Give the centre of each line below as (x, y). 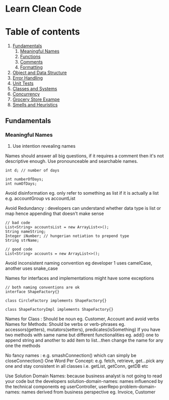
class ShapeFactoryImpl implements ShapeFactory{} (59, 309)
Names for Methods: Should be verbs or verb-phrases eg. (65, 324)
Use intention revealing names (44, 146)
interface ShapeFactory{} (32, 292)
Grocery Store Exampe (36, 99)
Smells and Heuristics (35, 105)
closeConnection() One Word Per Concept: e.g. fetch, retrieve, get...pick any (84, 361)
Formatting (31, 67)
